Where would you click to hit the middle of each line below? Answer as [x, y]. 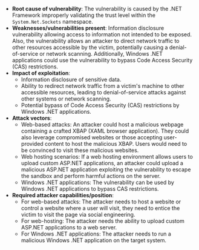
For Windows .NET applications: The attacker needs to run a [96, 234]
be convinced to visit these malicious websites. [80, 150]
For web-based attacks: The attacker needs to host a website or [101, 202]
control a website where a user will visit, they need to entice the [100, 208]
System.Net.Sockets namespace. [53, 21]
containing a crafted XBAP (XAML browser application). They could [105, 131]
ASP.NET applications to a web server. [69, 227]
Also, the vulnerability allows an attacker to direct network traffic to [96, 41]
